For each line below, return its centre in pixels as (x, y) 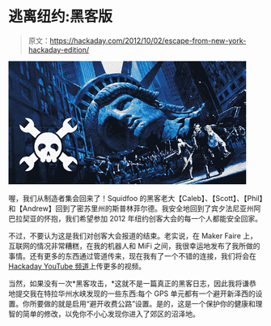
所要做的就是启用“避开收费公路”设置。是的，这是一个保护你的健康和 (143, 303)
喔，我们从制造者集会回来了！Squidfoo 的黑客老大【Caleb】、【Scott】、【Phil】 (136, 198)
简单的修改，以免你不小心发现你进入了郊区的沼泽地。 (111, 314)
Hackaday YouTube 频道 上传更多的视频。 (77, 266)
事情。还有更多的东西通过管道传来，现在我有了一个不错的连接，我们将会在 (132, 255)
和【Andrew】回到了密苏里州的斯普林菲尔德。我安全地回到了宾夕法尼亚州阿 (135, 208)
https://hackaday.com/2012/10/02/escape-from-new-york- (148, 41)
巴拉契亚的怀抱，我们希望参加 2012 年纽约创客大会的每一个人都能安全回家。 (135, 218)
